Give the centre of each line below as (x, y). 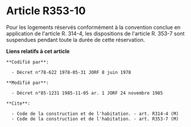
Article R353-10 (46, 11)
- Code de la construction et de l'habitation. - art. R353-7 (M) (95, 119)
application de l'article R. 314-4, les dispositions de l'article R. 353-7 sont (95, 33)
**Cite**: (18, 103)
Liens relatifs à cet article (38, 51)
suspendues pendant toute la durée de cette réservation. (76, 40)
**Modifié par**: (28, 83)
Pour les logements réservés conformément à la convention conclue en (93, 27)
